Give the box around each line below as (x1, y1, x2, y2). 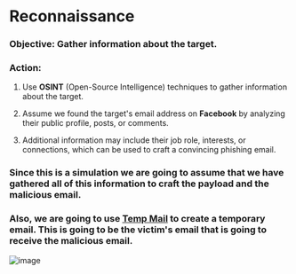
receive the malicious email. (9, 235, 133, 247)
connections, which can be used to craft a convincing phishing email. (21, 145, 276, 155)
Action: (9, 62, 42, 74)
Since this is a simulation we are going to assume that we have (9, 167, 284, 179)
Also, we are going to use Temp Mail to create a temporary (9, 213, 266, 225)
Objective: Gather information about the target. (9, 38, 218, 51)
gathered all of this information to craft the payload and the (9, 177, 269, 190)
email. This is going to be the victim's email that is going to (9, 223, 267, 236)
